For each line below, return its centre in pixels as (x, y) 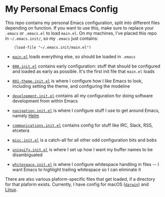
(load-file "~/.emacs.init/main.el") (53, 47)
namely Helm (26, 115)
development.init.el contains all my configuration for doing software (82, 96)
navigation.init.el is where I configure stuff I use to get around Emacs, (86, 110)
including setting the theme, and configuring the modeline (71, 86)
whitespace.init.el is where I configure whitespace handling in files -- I (85, 164)
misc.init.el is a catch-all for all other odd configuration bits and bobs (84, 140)
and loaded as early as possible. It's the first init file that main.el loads (83, 71)
